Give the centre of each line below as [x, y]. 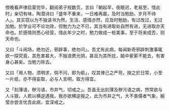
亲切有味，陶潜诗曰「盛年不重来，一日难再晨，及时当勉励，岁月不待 [85, 14]
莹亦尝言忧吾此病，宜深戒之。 [36, 102]
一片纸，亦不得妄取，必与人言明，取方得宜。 [52, 79]
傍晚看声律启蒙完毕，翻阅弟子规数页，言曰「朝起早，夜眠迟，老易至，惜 [80, 7]
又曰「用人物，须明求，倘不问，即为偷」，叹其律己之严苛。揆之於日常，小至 [84, 73]
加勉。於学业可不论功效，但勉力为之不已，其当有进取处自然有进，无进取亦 [83, 26]
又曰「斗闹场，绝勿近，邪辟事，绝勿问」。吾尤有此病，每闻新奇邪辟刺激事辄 [84, 49]
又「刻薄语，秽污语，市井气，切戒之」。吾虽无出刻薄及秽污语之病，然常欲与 [84, 90]
